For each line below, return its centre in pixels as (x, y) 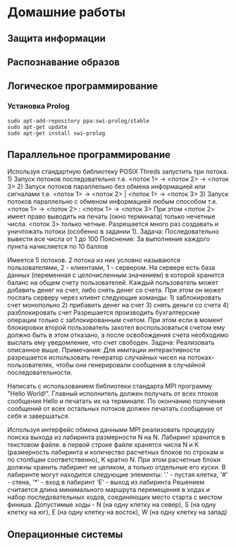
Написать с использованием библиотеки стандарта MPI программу (110, 386)
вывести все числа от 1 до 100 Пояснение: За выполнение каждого (108, 239)
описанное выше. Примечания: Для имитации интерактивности (104, 350)
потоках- (201, 357)
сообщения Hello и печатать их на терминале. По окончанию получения (116, 401)
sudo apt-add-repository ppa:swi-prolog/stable (79, 121)
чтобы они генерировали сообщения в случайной (130, 365)
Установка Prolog (39, 106)
